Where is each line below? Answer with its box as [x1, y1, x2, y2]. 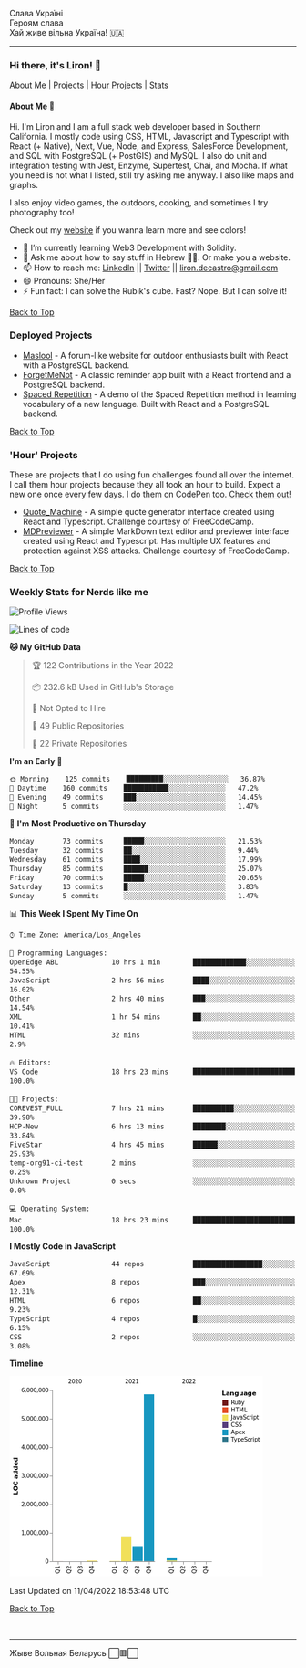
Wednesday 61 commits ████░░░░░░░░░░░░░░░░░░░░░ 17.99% [9, 855, 262, 865]
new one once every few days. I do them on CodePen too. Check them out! [9, 488, 291, 500]
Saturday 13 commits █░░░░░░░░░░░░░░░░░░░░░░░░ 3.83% [9, 883, 259, 892]
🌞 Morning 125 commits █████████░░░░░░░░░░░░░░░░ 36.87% [9, 775, 266, 784]
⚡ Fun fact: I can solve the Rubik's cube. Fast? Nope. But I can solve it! [22, 285, 288, 296]
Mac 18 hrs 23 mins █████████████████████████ [9, 1216, 296, 1225]
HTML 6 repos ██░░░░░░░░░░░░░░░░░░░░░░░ [9, 1296, 296, 1306]
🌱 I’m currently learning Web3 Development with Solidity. [22, 242, 237, 253]
